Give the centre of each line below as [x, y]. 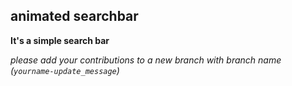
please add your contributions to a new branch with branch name [146, 60]
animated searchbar [74, 16]
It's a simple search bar [60, 40]
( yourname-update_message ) [65, 70]
